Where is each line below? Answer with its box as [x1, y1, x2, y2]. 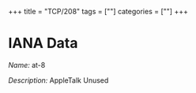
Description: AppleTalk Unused [8, 75, 109, 85]
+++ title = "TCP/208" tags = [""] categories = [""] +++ [8, 7, 188, 16]
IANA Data [8, 35, 78, 52]
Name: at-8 [8, 60, 46, 69]
